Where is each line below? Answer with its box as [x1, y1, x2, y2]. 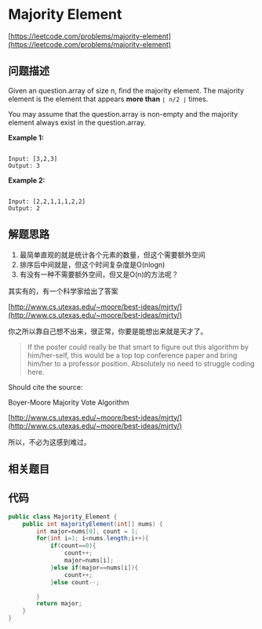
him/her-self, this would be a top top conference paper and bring [27, 351, 238, 360]
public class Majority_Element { [8, 512, 118, 521]
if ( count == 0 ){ [49, 542, 96, 550]
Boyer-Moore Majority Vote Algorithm [8, 398, 129, 407]
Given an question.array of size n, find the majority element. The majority [8, 85, 245, 95]
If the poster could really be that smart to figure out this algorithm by [27, 342, 249, 351]
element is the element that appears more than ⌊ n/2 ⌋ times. [8, 94, 209, 104]
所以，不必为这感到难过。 [8, 437, 91, 446]
